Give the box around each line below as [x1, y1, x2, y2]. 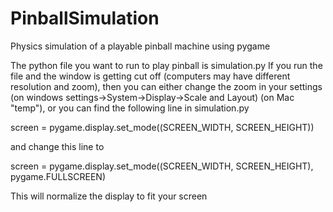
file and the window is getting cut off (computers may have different [10, 70, 291, 82]
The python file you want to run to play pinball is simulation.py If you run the [10, 59, 323, 71]
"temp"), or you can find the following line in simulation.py [10, 102, 250, 114]
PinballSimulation [10, 7, 160, 30]
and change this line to [10, 140, 105, 152]
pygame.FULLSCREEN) [10, 170, 107, 182]
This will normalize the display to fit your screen [10, 190, 208, 202]
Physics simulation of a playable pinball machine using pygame [10, 40, 271, 52]
